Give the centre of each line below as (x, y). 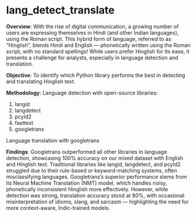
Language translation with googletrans (53, 140)
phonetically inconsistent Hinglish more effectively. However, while (87, 189)
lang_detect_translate (60, 10)
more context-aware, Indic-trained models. (58, 208)
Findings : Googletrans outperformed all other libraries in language (87, 152)
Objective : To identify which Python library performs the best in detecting (96, 75)
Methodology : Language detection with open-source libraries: (82, 93)
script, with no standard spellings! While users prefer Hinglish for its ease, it (98, 51)
